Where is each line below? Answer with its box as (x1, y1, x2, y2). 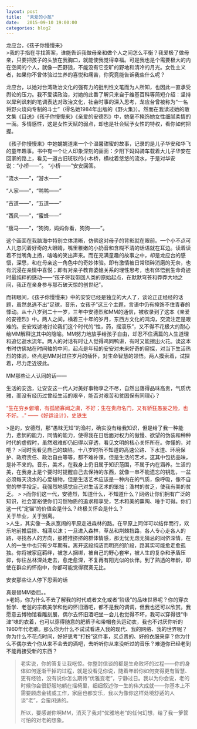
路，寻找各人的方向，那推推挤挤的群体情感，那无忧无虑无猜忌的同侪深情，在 (6, 535, 191, 542)
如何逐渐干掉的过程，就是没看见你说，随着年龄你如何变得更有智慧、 (25, 667, 191, 674)
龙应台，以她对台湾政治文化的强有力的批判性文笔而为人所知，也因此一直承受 (6, 83, 191, 91)
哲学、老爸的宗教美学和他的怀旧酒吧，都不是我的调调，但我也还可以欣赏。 (6, 603, 186, 611)
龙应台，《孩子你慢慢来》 (6, 42, 66, 49)
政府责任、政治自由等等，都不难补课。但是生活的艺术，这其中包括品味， (16, 453, 191, 461)
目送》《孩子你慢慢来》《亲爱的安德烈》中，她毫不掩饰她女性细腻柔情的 (21, 113, 191, 120)
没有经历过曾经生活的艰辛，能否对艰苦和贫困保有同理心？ (21, 392, 160, 399)
